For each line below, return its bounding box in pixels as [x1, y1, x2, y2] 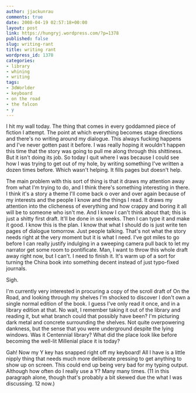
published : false [6, 36, 49, 42]
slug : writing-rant [6, 42, 54, 48]
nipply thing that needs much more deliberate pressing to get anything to [6, 355, 182, 362]
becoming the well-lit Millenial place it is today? [6, 338, 120, 345]
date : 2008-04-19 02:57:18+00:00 [6, 19, 88, 25]
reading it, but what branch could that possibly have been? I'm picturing [6, 313, 180, 320]
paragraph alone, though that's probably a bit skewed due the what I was [6, 374, 183, 381]
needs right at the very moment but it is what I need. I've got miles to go [6, 234, 180, 241]
